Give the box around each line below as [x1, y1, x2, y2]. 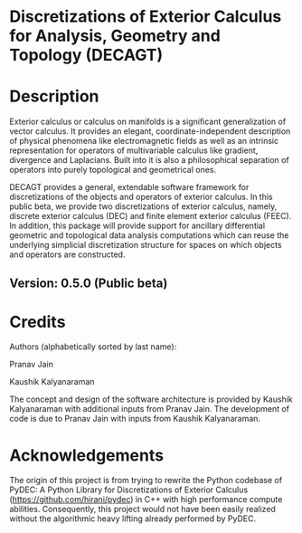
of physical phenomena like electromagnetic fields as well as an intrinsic [9, 136, 278, 147]
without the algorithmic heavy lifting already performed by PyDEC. [9, 513, 256, 524]
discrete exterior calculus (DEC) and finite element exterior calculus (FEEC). [9, 211, 292, 222]
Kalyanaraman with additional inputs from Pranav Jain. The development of [9, 404, 290, 414]
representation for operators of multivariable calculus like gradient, [9, 145, 259, 156]
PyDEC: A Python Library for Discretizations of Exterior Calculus [9, 484, 249, 495]
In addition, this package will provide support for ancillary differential [9, 220, 265, 232]
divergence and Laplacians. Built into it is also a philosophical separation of [9, 155, 289, 166]
